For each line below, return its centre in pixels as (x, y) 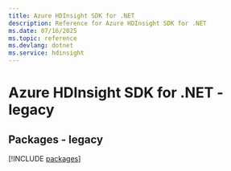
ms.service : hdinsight (46, 53)
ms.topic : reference (43, 38)
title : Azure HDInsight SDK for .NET (72, 16)
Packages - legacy (56, 139)
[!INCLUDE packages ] (45, 159)
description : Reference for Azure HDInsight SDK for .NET (107, 23)
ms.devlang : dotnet (41, 46)
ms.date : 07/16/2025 (43, 31)
